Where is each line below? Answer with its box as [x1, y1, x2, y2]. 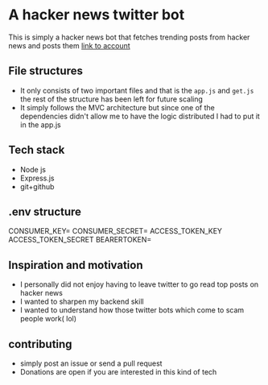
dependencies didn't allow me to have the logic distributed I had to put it [19, 111, 260, 121]
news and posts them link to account [8, 40, 130, 50]
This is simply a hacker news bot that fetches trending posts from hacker [8, 32, 250, 42]
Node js [19, 164, 47, 174]
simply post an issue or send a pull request [19, 358, 163, 368]
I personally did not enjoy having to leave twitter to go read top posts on [19, 279, 259, 289]
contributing [8, 337, 72, 351]
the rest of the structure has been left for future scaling [19, 94, 204, 104]
